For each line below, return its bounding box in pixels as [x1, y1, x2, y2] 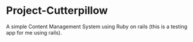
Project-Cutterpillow [6, 4, 109, 17]
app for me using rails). [6, 29, 62, 36]
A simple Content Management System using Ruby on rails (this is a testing [6, 23, 188, 30]
